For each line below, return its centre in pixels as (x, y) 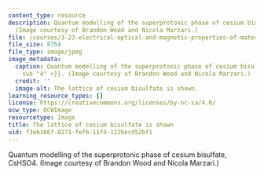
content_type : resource (47, 15)
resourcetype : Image (42, 118)
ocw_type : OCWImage (40, 111)
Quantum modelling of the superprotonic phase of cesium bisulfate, (117, 155)
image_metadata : (35, 60)
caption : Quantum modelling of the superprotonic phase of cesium (126, 67)
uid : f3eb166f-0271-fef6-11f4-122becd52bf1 (81, 132)
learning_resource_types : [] (56, 96)
